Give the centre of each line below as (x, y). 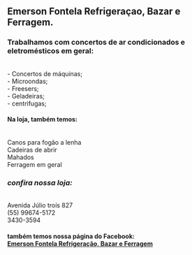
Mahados (21, 157)
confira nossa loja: (40, 182)
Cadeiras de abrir (32, 150)
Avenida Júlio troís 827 (40, 205)
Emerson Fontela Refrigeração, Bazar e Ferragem (80, 243)
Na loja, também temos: (43, 119)
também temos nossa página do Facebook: (71, 236)
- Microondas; (28, 81)
